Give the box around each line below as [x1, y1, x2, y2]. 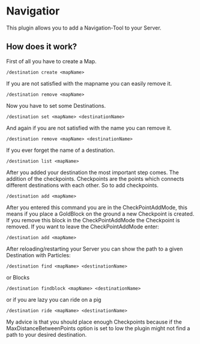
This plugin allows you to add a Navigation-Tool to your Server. [6, 24, 162, 31]
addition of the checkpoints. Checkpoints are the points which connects [6, 175, 184, 182]
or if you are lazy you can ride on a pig [6, 296, 102, 303]
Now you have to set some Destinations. [6, 102, 106, 109]
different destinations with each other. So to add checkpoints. [6, 181, 159, 189]
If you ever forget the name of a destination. [6, 146, 115, 154]
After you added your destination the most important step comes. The [6, 169, 179, 176]
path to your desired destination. [6, 331, 87, 338]
